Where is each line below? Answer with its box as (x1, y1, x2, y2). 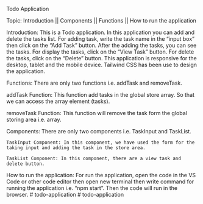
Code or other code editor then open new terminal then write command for (6, 178, 194, 185)
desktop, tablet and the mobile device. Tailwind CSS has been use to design (6, 61, 197, 68)
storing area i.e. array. (6, 116, 62, 123)
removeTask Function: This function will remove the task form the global (6, 110, 187, 116)
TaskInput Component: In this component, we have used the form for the (6, 139, 195, 146)
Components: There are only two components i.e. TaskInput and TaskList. (6, 128, 192, 135)
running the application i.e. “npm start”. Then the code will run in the (6, 185, 178, 191)
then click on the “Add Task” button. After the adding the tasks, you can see (6, 42, 197, 49)
